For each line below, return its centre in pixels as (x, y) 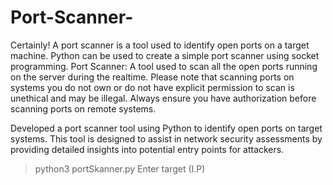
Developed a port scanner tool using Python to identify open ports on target (166, 128)
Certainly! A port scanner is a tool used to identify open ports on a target (160, 45)
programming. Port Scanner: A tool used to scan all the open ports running (164, 66)
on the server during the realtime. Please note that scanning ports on (152, 77)
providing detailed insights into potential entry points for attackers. (147, 149)
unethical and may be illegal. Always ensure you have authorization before (163, 98)
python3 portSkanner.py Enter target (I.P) (120, 168)
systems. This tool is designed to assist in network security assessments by (166, 138)
